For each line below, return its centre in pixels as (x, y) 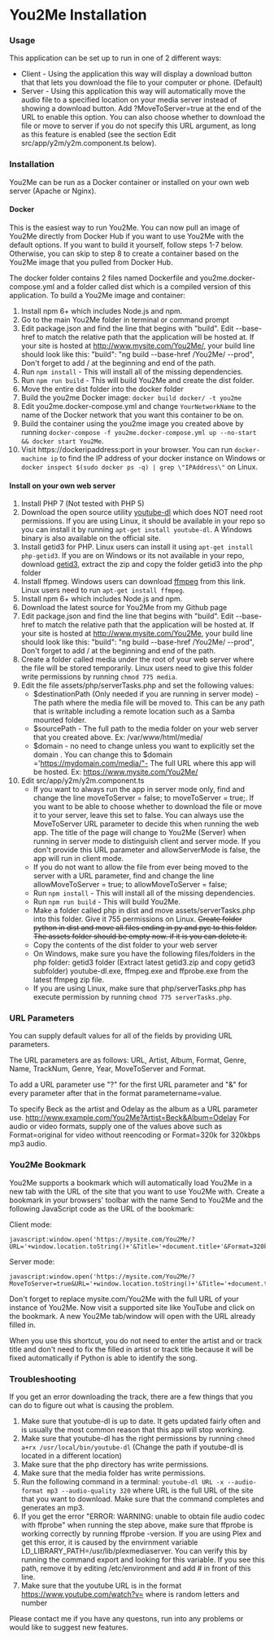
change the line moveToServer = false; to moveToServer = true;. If (144, 798)
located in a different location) (72, 1456)
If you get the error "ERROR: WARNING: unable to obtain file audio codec (143, 1516)
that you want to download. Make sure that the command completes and (142, 1499)
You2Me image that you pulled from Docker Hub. (91, 262)
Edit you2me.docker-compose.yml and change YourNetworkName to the (139, 406)
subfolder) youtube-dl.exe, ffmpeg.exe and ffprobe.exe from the (141, 971)
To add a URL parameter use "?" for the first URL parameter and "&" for (128, 1084)
